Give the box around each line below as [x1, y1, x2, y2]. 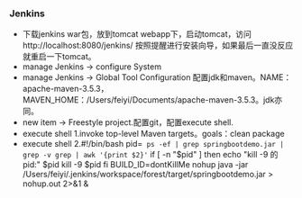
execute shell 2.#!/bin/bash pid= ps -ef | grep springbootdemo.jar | [22, 139, 284, 149]
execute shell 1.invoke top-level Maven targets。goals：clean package [22, 129, 286, 139]
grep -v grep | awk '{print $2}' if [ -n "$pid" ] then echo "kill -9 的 [22, 149, 279, 160]
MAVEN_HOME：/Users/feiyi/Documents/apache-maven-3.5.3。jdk [22, 94, 275, 105]
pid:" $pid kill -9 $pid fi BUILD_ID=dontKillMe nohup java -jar [22, 159, 249, 170]
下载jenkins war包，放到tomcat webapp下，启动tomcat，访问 [22, 29, 252, 40]
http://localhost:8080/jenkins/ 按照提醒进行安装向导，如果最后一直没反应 [22, 40, 294, 51]
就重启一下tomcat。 [22, 51, 96, 62]
